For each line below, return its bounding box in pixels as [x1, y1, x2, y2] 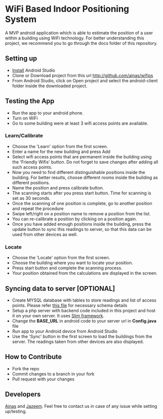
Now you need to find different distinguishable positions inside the [12, 169, 145, 175]
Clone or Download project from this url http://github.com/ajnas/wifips [12, 72, 153, 78]
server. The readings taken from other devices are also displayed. [12, 339, 144, 344]
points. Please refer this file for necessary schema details [12, 302, 127, 308]
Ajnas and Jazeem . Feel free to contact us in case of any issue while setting [5, 403, 157, 409]
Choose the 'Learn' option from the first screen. [12, 143, 108, 149]
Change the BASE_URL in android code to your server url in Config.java [12, 318, 157, 324]
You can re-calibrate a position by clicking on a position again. [12, 216, 137, 222]
